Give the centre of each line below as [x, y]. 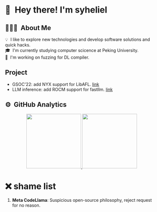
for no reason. [26, 205]
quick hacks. [18, 45]
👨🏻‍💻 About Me [28, 28]
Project [16, 73]
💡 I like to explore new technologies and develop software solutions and [78, 39]
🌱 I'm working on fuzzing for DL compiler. [47, 57]
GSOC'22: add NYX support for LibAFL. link [56, 84]
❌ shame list [31, 186]
